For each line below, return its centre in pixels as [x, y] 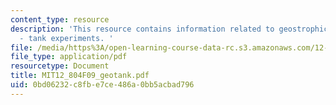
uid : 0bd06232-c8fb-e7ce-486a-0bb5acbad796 [102, 85]
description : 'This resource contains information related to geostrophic [169, 29]
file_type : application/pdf [69, 57]
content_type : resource [60, 19]
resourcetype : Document [60, 66]
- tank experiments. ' [66, 38]
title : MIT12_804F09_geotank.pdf [80, 76]
